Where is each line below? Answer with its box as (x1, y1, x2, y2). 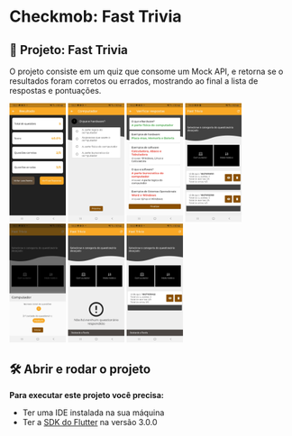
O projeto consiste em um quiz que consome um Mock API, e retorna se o (9, 66, 284, 77)
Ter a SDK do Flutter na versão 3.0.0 (22, 417, 158, 428)
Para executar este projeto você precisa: (9, 390, 164, 401)
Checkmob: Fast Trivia (9, 6, 182, 27)
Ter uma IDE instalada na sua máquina (22, 407, 165, 418)
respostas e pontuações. (9, 86, 102, 95)
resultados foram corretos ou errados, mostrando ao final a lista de (9, 76, 259, 86)
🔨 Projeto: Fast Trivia (9, 42, 129, 58)
